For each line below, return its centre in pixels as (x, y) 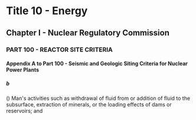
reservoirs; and (24, 111)
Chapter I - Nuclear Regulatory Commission (88, 33)
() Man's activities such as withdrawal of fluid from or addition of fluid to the (98, 98)
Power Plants (23, 70)
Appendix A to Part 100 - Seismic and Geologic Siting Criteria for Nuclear (97, 64)
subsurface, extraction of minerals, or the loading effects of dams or (89, 105)
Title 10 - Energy (47, 11)
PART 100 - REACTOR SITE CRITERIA (59, 50)
